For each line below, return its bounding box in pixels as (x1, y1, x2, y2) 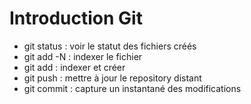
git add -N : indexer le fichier (23, 50, 143, 62)
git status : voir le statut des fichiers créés (23, 40, 197, 52)
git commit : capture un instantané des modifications (23, 82, 242, 94)
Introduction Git (9, 7, 143, 30)
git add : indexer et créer (23, 61, 126, 73)
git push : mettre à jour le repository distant (23, 72, 202, 84)
